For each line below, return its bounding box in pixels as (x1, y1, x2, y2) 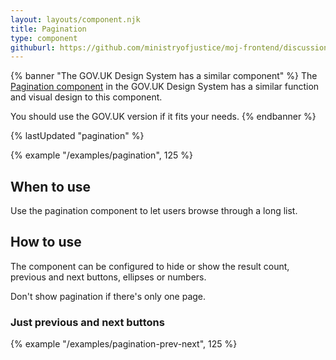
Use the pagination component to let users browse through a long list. (10, 205, 298, 217)
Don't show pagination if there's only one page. (10, 290, 207, 302)
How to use (10, 234, 82, 251)
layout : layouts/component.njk (10, 14, 141, 25)
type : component (10, 33, 78, 43)
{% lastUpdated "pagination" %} (10, 130, 145, 142)
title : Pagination (10, 24, 87, 34)
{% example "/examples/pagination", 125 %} (10, 149, 193, 161)
